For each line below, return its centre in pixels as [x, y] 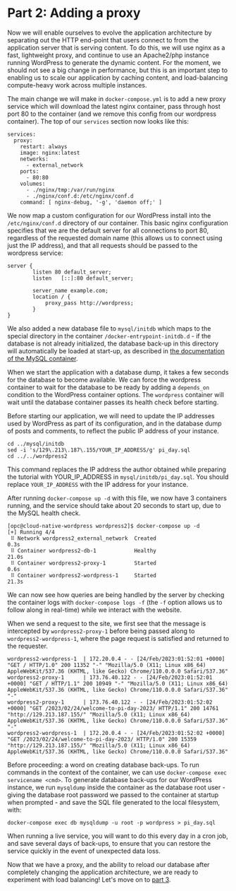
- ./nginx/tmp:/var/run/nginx [70, 190]
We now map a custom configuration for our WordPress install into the [109, 215]
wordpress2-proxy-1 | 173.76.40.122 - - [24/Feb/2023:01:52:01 [110, 677]
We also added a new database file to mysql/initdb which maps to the [109, 328]
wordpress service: [35, 253]
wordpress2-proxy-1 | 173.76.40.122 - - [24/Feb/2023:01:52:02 [110, 702]
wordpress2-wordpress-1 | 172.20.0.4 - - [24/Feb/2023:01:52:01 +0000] [116, 659]
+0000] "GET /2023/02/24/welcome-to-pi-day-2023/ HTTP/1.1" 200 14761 [113, 708]
